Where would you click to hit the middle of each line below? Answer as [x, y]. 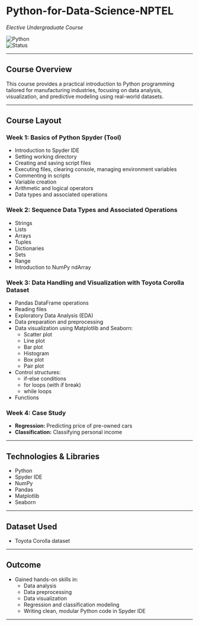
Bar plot [33, 347]
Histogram [36, 353]
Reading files [31, 309]
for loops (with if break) [52, 385]
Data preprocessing [48, 592]
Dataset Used [32, 527]
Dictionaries [29, 248]
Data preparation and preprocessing [59, 322]
